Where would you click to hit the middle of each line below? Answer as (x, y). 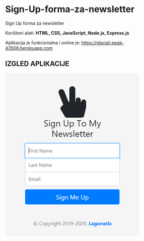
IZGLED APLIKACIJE (37, 64)
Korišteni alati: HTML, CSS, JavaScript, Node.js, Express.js (67, 33)
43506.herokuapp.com (29, 48)
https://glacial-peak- (103, 43)
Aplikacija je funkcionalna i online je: (43, 43)
